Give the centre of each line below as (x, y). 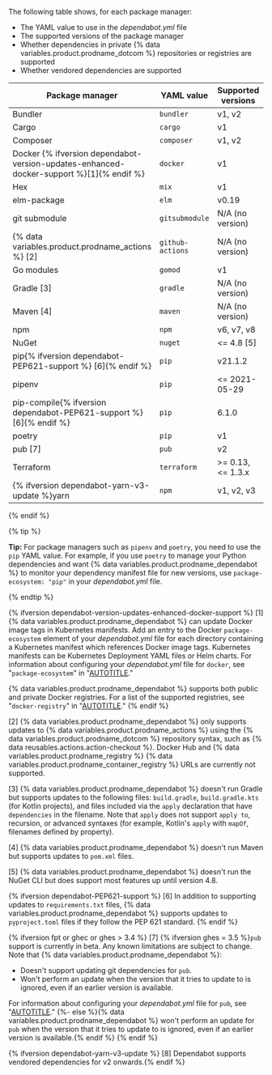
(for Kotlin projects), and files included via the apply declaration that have (130, 806)
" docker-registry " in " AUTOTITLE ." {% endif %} (89, 706)
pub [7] (27, 449)
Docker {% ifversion (51, 153)
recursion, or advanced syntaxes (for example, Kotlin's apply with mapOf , (129, 823)
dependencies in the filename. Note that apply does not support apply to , (130, 814)
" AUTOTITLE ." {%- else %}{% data (67, 1012)
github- (174, 242)
